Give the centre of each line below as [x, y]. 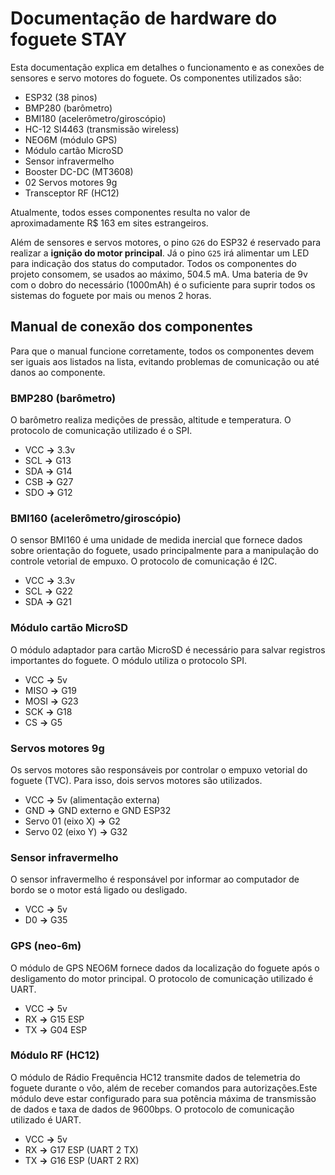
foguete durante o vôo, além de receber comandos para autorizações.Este [164, 1088]
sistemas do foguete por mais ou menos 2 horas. [111, 295]
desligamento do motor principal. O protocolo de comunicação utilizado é [162, 978]
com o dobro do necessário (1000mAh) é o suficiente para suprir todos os [163, 284]
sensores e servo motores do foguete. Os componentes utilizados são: [156, 78]
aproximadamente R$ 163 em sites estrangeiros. [109, 223]
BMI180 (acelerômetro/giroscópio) [95, 118]
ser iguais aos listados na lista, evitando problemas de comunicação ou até [165, 361]
